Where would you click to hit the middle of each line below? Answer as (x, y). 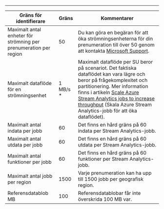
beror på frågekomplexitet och (113, 80)
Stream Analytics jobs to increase (116, 98)
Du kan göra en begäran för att (113, 32)
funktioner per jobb (30, 162)
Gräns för (31, 15)
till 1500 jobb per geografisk (111, 179)
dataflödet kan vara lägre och (112, 74)
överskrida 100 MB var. (105, 199)
